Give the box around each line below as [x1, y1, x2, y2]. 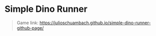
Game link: [16, 20, 39, 26]
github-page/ [16, 25, 44, 31]
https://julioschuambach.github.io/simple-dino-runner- [39, 20, 151, 26]
